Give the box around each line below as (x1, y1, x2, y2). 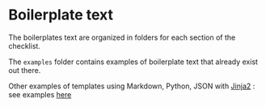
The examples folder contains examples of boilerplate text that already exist (8, 57, 259, 66)
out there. (8, 65, 41, 75)
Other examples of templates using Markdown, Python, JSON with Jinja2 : (8, 81, 255, 91)
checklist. (8, 41, 40, 50)
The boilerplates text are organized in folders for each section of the (8, 32, 236, 42)
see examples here (8, 89, 72, 99)
